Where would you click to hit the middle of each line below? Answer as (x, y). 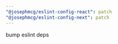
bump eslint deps (27, 34)
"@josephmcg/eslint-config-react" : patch (59, 12)
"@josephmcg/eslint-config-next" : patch (58, 17)
